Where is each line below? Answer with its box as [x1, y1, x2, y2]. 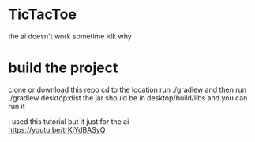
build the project [8, 59, 118, 77]
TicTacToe [8, 5, 77, 24]
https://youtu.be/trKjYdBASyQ [8, 125, 106, 134]
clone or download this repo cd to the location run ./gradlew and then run [8, 85, 247, 94]
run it [8, 101, 25, 111]
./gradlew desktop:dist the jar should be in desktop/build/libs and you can [8, 93, 248, 103]
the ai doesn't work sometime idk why [8, 31, 132, 41]
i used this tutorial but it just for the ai [8, 116, 129, 126]
